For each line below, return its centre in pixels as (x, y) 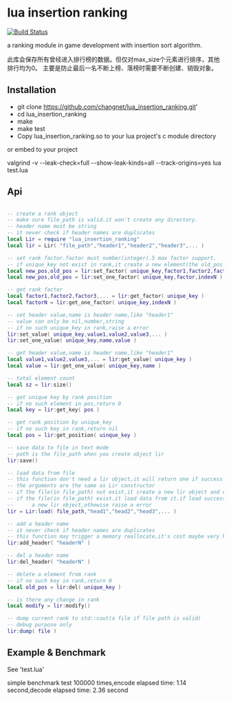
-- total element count (41, 378)
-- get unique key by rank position (59, 397)
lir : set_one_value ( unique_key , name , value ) (72, 341)
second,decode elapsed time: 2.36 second (68, 690)
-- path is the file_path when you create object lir (86, 454)
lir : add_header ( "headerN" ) (49, 543)
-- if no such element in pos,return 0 (64, 404)
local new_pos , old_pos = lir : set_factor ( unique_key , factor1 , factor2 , (110, 271)
